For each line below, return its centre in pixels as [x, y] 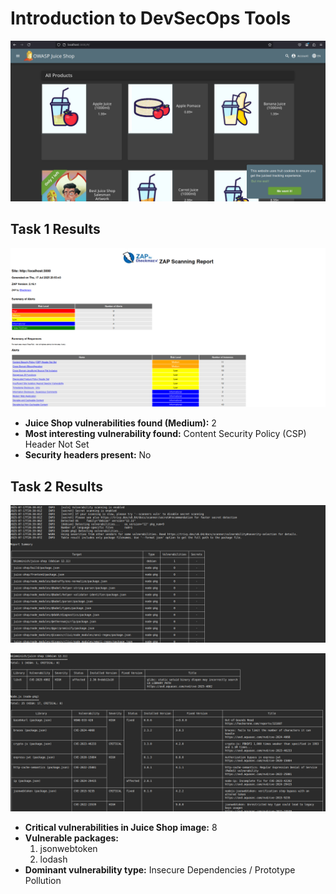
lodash [53, 859]
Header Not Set [57, 444]
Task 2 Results [56, 486]
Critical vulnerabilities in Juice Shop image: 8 [121, 828]
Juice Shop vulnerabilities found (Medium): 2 [120, 423]
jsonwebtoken [68, 849]
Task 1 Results [55, 229]
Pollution [43, 881]
